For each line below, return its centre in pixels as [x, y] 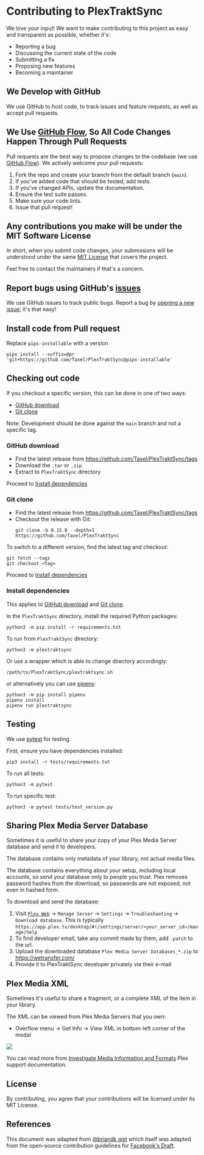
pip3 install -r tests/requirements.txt [58, 762]
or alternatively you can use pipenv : [51, 683]
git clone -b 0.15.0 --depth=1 [55, 530]
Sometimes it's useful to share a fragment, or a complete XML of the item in [101, 998]
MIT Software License [49, 235]
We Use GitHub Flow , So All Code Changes [89, 132]
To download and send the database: [53, 902]
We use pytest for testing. [39, 739]
